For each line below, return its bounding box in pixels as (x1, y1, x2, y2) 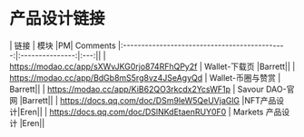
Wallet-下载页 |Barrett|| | (203, 61, 296, 72)
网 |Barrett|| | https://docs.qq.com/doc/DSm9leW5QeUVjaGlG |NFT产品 (9, 94, 277, 105)
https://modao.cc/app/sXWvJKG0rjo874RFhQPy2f (9, 61, 198, 72)
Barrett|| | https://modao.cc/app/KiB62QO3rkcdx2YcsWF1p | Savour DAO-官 (9, 83, 295, 94)
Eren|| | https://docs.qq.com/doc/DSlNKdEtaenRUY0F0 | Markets (19, 106, 264, 117)
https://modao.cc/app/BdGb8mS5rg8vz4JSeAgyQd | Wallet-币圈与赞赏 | (9, 72, 281, 83)
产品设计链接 (9, 8, 106, 29)
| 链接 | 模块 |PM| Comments (9, 40, 116, 51)
